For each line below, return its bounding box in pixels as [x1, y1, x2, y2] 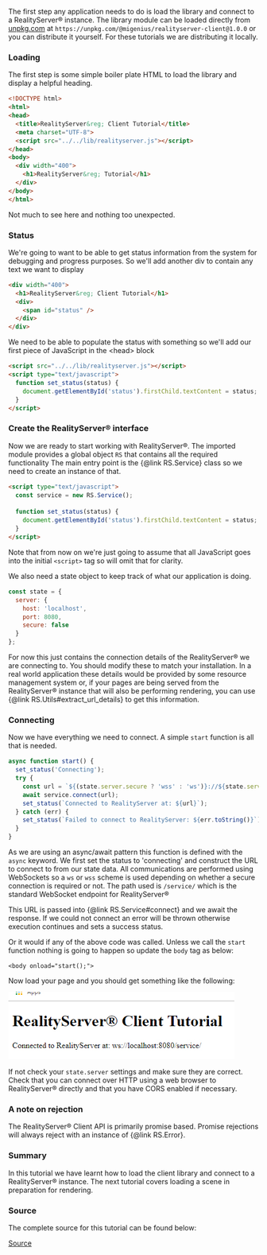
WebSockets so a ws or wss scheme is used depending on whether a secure [8, 872, 256, 882]
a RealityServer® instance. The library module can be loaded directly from [8, 15, 251, 25]
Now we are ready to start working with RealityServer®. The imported [8, 441, 236, 450]
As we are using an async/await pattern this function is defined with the [8, 847, 243, 857]
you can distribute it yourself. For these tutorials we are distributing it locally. [8, 32, 258, 41]
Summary [8, 1150, 48, 1161]
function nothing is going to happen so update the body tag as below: [8, 946, 234, 955]
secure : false [22, 621, 69, 629]
